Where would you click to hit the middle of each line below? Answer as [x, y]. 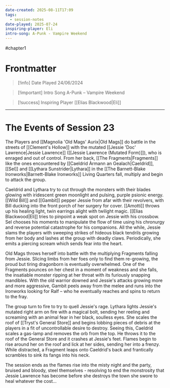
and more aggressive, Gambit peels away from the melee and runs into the [83, 286]
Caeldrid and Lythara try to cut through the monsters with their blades [78, 189]
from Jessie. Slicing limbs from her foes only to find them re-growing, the [82, 259]
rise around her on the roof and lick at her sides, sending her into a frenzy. [83, 344]
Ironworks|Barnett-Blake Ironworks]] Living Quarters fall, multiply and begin [84, 174]
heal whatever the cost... [31, 381]
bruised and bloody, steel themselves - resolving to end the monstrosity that [85, 370]
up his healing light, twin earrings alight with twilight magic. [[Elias [74, 211]
